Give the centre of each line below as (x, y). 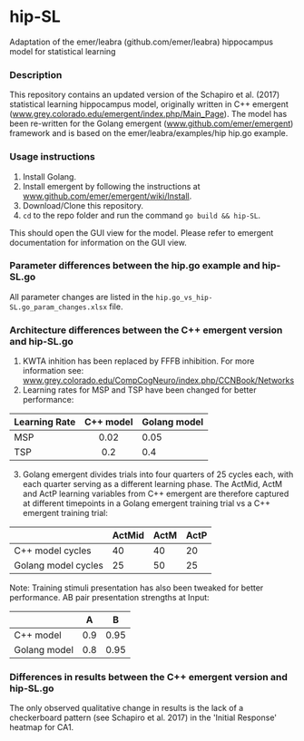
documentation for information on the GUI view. (98, 242)
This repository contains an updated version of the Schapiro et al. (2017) (145, 95)
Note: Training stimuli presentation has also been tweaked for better (137, 588)
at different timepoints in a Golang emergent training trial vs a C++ (146, 503)
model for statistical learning (63, 51)
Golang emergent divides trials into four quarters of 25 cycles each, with (158, 474)
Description (36, 74)
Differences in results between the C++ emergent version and (149, 678)
